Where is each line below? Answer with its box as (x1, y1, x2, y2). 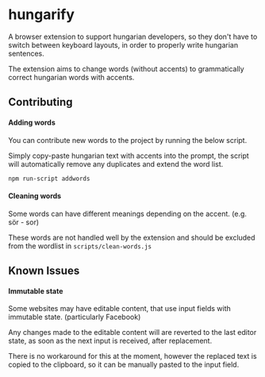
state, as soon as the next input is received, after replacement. (8, 336, 213, 346)
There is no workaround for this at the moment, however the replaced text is (8, 352, 257, 361)
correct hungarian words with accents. (8, 72, 135, 82)
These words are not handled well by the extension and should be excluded (8, 233, 255, 242)
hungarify (8, 6, 75, 24)
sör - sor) (8, 217, 40, 227)
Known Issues (8, 264, 80, 278)
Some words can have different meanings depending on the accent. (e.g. (8, 209, 248, 218)
